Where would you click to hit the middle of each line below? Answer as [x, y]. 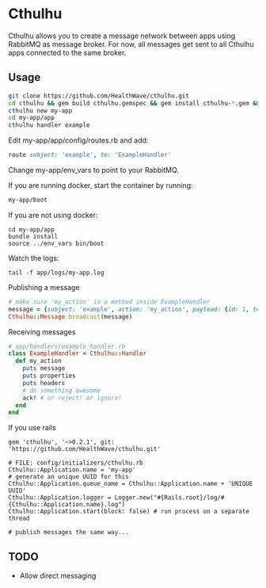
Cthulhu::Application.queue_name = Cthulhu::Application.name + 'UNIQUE [131, 484]
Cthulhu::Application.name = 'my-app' [72, 470]
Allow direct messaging [58, 576]
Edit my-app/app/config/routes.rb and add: [78, 140]
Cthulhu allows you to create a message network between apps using [122, 36]
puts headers [44, 383]
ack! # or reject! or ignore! [72, 398]
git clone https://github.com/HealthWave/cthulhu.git [99, 96]
